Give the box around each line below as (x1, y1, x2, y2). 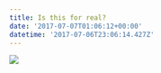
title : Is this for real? (9, 13, 106, 23)
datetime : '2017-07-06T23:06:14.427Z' (9, 30, 155, 39)
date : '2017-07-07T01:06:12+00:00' (9, 22, 143, 31)
